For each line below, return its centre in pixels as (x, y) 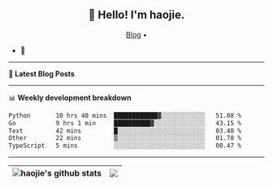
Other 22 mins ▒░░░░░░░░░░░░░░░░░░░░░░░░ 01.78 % (125, 138)
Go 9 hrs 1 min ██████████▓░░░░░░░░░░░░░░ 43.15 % (125, 123)
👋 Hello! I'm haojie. (136, 15)
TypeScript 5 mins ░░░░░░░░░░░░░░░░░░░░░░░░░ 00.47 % (125, 146)
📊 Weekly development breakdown (70, 98)
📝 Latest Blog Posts (42, 73)
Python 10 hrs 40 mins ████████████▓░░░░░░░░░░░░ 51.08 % (125, 115)
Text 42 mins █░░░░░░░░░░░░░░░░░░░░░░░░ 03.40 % (125, 131)
